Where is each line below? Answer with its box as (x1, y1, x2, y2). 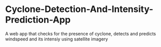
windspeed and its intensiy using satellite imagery (5, 36, 108, 42)
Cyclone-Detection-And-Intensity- (5, 3, 153, 15)
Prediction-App (5, 14, 71, 25)
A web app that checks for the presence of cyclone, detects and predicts (5, 30, 156, 36)
